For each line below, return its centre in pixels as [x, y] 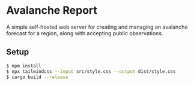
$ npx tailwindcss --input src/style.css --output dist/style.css [91, 71]
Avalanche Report [52, 10]
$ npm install [24, 66]
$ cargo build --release [37, 77]
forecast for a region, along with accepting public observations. [85, 33]
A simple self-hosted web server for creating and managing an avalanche [97, 27]
